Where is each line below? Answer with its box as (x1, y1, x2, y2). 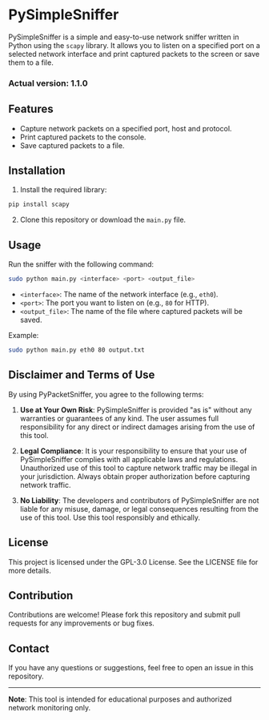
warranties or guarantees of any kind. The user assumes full (19, 413, 219, 423)
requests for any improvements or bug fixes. (8, 618, 155, 628)
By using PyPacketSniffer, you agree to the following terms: (8, 389, 204, 399)
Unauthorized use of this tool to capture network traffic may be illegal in (19, 463, 258, 473)
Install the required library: (19, 185, 107, 195)
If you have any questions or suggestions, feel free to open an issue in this (8, 663, 254, 673)
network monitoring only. (8, 703, 91, 713)
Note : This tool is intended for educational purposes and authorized (8, 694, 232, 704)
